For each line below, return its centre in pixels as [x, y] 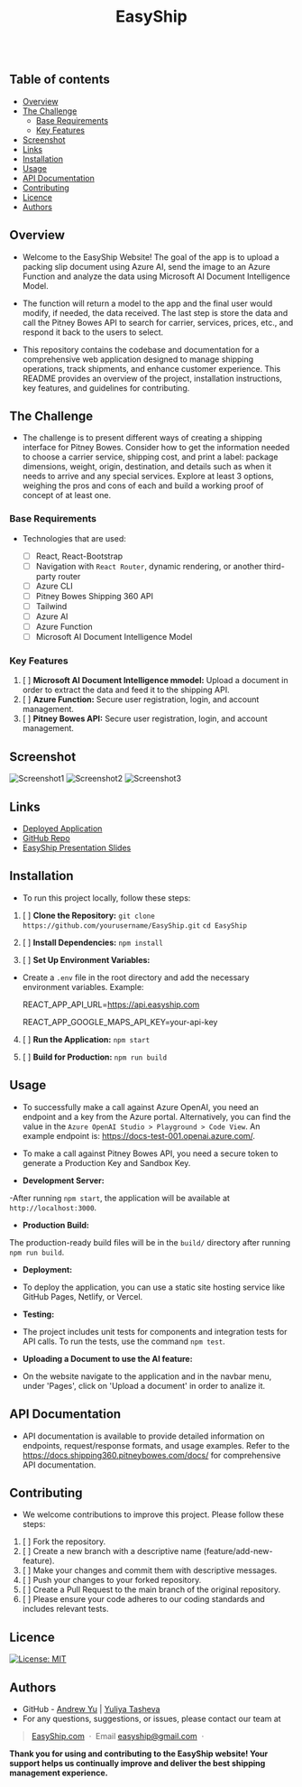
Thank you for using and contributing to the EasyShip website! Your [139, 1754]
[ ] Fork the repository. [64, 1542]
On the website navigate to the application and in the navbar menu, [147, 1376]
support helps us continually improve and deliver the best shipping [137, 1763]
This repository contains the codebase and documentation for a [141, 349]
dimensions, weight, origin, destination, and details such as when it [147, 467]
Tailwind [51, 606]
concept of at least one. [66, 495]
